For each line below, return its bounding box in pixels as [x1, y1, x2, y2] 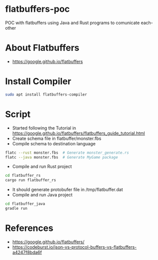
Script [5, 108, 31, 120]
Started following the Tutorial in [12, 125, 77, 131]
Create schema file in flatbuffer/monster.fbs [12, 135, 102, 141]
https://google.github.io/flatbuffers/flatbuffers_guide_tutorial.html [12, 130, 145, 136]
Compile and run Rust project [12, 163, 72, 169]
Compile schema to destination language [12, 140, 96, 146]
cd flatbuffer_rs [5, 173, 41, 178]
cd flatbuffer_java [5, 201, 45, 206]
